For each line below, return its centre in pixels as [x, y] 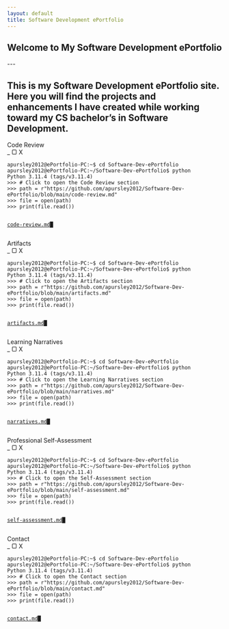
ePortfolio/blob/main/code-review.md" [62, 195]
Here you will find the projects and [82, 96]
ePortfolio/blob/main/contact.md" [56, 589]
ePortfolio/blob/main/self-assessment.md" [68, 491]
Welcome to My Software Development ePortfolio [114, 48]
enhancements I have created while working [104, 107]
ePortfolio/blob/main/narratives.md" [61, 392]
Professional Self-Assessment [50, 441]
